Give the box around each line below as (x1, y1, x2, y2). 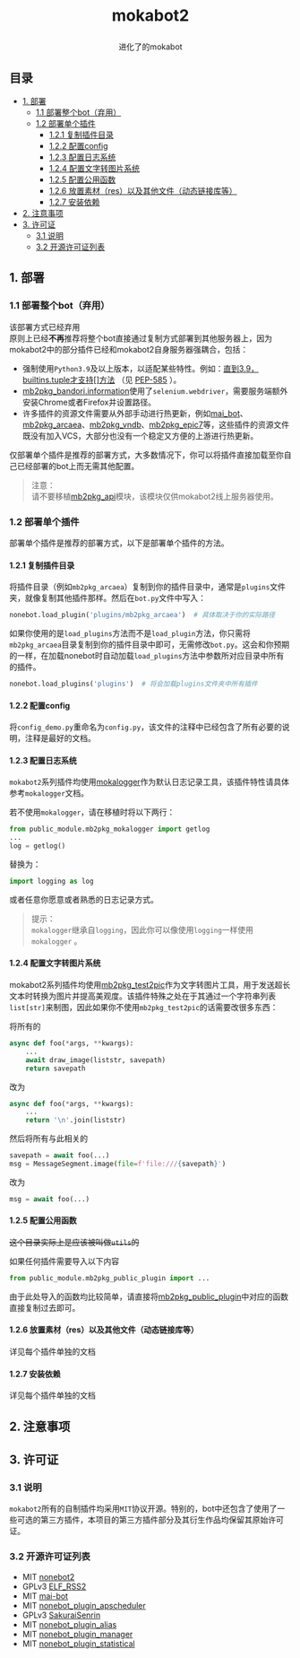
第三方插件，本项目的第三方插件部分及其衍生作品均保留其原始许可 (39, 1514, 284, 1525)
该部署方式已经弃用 (9, 321, 81, 332)
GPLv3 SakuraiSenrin (21, 1610, 101, 1620)
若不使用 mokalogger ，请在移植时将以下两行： (9, 807, 176, 817)
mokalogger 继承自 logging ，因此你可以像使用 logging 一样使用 (30, 924, 253, 935)
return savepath (25, 1064, 87, 1073)
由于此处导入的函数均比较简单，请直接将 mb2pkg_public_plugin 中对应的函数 (9, 1291, 289, 1302)
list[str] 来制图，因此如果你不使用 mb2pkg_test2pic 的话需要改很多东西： (9, 1002, 279, 1013)
